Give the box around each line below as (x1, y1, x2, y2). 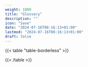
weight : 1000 (5, 7, 32, 12)
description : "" (5, 16, 38, 21)
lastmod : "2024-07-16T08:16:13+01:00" (5, 30, 84, 34)
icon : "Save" (5, 20, 32, 26)
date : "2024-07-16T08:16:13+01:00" (5, 25, 77, 30)
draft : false (5, 34, 32, 39)
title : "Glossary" (5, 12, 42, 17)
